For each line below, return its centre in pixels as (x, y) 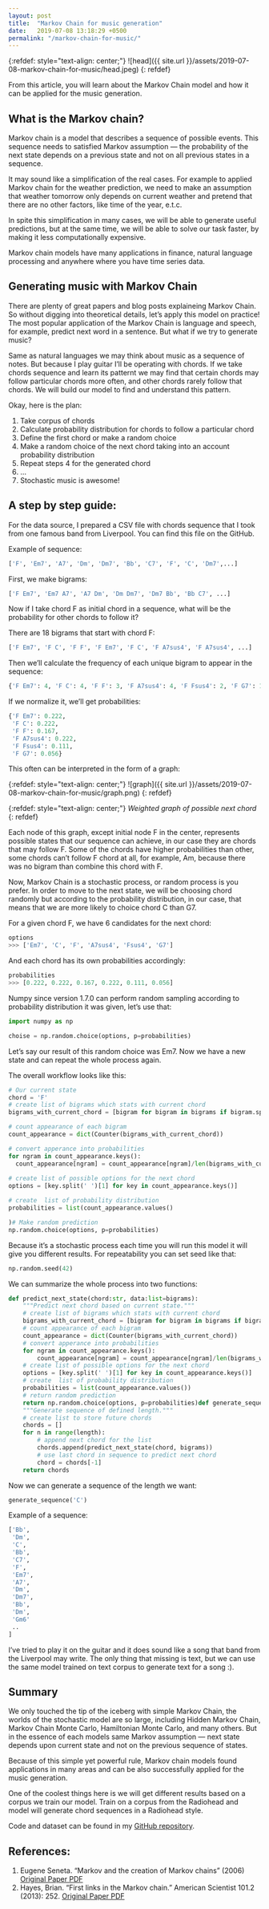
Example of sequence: (45, 549)
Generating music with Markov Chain (103, 287)
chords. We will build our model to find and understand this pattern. (120, 389)
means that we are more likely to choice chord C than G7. (102, 908)
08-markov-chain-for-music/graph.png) (74, 793)
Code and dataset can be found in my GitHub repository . (101, 1826)
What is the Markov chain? (76, 118)
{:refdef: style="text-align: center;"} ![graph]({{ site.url (98, 784)
